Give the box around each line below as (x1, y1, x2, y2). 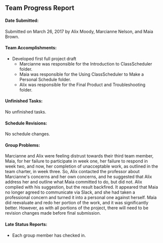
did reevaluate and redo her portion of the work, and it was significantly (5, 200, 148, 206)
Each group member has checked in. (12, 232, 86, 238)
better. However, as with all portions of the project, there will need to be (5, 205, 148, 211)
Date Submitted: (5, 17, 39, 23)
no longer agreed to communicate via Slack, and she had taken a (5, 189, 135, 195)
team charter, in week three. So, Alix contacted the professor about (5, 169, 140, 175)
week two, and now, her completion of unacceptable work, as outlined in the (5, 163, 158, 169)
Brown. (5, 34, 19, 40)
